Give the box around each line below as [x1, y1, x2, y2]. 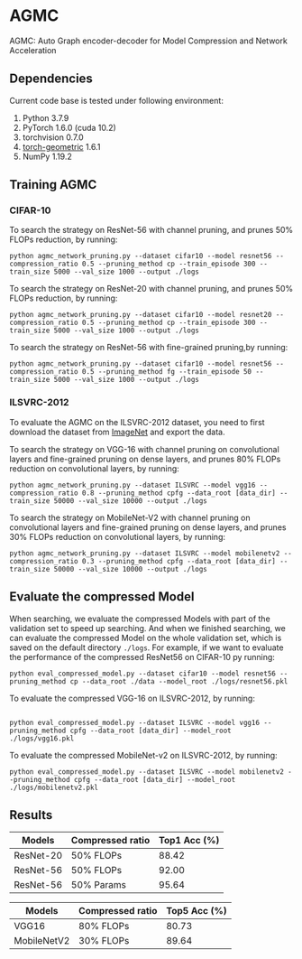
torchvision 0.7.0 [22, 132, 84, 143]
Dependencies [9, 71, 93, 87]
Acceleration [9, 44, 57, 55]
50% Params [70, 879, 127, 891]
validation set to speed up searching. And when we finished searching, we [9, 622, 286, 633]
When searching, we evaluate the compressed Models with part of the [9, 613, 270, 624]
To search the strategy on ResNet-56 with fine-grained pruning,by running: [9, 342, 288, 353]
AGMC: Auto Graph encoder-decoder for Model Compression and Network [9, 35, 288, 46]
